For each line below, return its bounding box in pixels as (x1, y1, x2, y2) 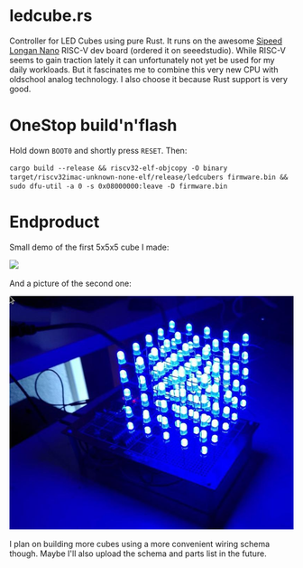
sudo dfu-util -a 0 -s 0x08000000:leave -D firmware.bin (9, 182, 228, 191)
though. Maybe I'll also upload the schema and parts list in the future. (9, 548, 268, 559)
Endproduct (9, 212, 100, 232)
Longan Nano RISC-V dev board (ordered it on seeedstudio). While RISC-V (9, 44, 286, 55)
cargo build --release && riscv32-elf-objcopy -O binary (9, 164, 228, 173)
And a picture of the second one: (9, 278, 133, 289)
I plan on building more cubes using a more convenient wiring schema (9, 539, 271, 550)
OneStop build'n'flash (9, 115, 178, 136)
